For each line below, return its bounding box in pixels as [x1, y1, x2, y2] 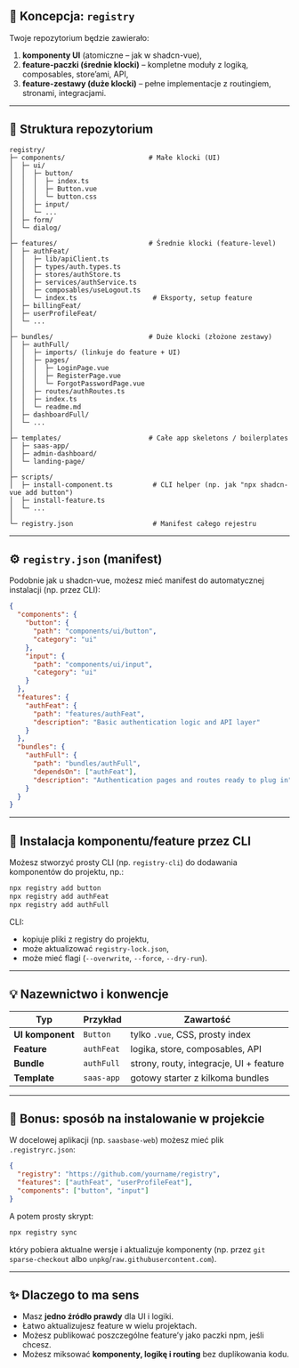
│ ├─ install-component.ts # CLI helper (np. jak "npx [9, 480, 256, 490]
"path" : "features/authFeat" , [32, 709, 145, 718]
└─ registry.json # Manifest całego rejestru [9, 519, 256, 528]
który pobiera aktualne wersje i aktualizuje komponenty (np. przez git [9, 1243, 266, 1255]
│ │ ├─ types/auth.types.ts [9, 262, 122, 271]
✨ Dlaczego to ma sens [9, 1288, 140, 1303]
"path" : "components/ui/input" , [32, 660, 153, 668]
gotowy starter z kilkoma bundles [130, 1072, 270, 1084]
